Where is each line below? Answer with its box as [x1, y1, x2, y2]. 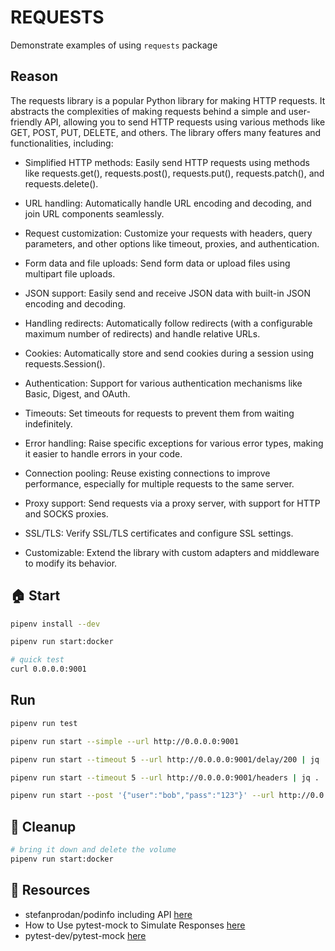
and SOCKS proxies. [24, 507, 109, 520]
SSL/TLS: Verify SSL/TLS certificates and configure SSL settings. [24, 527, 294, 539]
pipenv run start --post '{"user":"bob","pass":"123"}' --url [10, 791, 275, 801]
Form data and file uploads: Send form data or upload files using [24, 257, 291, 269]
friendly [10, 116, 43, 128]
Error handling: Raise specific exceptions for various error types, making [24, 437, 324, 449]
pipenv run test [10, 718, 78, 728]
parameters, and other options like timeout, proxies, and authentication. [24, 237, 320, 250]
